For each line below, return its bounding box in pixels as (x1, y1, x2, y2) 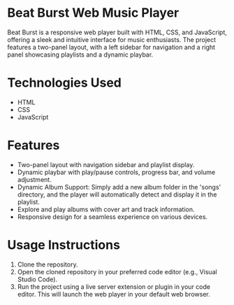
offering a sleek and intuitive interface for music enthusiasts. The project (7, 35, 217, 43)
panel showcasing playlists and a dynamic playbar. (7, 50, 154, 59)
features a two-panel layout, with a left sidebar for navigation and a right (7, 43, 215, 51)
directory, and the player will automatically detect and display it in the (17, 190, 217, 199)
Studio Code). (17, 275, 58, 283)
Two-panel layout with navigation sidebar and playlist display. (17, 160, 195, 169)
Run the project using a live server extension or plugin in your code (17, 282, 211, 291)
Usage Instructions (7, 237, 121, 253)
